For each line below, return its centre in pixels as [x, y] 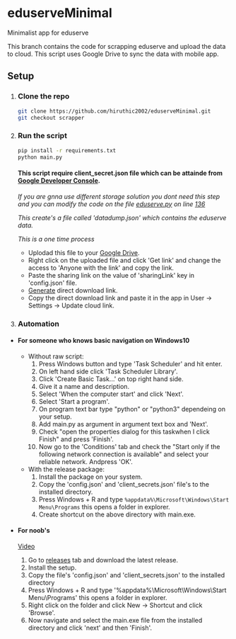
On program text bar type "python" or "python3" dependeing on [132, 409]
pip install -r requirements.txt [67, 150]
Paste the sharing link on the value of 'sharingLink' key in [111, 275]
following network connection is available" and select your [124, 454]
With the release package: [66, 469]
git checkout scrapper [51, 118]
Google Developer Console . [59, 181]
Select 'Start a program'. [74, 401]
